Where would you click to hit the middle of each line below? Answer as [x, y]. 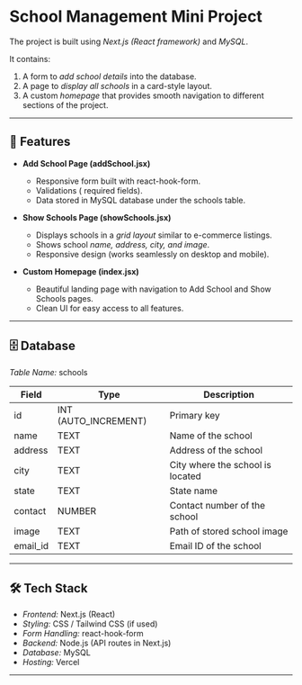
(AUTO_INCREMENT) [102, 420]
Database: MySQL [57, 653]
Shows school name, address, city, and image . [123, 244]
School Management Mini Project [136, 17]
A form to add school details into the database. [109, 76]
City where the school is [220, 464]
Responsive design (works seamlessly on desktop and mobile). [152, 254]
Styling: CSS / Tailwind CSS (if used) [90, 624]
